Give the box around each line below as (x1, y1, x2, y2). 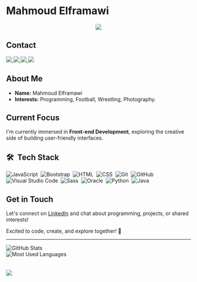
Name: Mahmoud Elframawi (14, 89, 83, 97)
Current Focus (6, 112, 60, 122)
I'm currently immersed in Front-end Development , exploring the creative (6, 128, 185, 135)
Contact (6, 40, 36, 51)
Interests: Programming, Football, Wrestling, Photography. (14, 95, 157, 102)
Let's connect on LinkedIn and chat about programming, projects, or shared (6, 210, 189, 217)
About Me (6, 74, 43, 84)
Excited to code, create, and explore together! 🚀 (6, 228, 122, 234)
